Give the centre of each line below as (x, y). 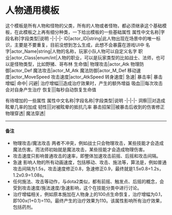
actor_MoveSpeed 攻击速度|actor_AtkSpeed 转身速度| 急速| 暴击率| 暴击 (87, 77)
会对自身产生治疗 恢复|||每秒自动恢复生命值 (51, 90)
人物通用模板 (33, 10)
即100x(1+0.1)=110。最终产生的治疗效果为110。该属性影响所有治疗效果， (89, 201)
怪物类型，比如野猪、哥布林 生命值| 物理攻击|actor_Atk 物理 (77, 64)
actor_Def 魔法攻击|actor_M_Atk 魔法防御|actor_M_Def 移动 (74, 70)
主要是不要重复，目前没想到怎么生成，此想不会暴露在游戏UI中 (79, 45)
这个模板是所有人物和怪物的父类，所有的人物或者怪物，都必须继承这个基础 (84, 26)
